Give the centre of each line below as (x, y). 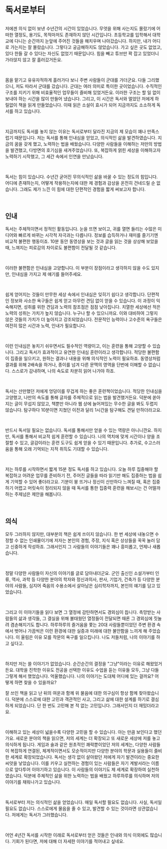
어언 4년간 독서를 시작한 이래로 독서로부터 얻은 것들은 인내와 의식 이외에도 (77, 835)
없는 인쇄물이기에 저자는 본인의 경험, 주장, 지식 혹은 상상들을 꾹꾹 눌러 (87, 540)
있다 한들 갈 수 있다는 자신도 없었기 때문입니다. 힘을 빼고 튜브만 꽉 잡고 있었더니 (82, 53)
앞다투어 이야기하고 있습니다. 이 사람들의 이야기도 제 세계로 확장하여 (80, 770)
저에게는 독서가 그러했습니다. (40, 815)
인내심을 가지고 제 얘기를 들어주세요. (47, 274)
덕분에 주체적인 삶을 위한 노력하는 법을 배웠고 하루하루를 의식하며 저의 (91, 776)
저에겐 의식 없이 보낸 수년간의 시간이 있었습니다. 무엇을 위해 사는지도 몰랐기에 (80, 28)
